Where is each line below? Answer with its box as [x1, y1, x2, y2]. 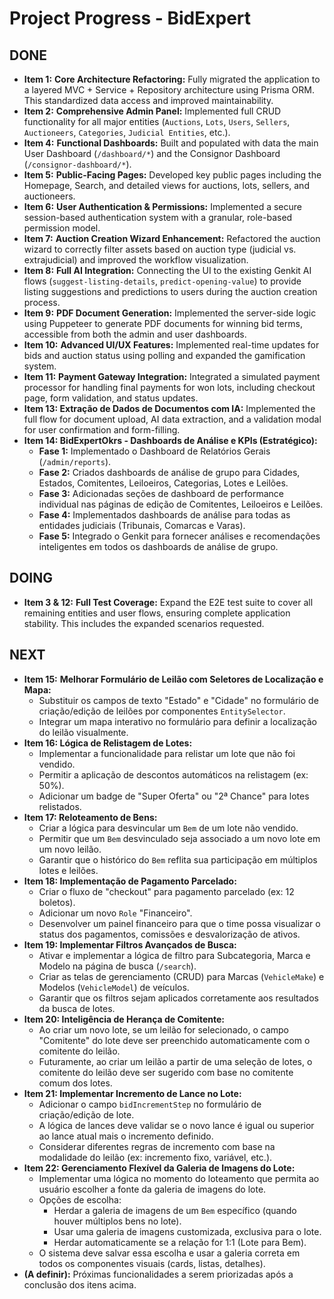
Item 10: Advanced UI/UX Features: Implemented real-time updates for [23, 339, 320, 351]
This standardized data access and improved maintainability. [23, 95, 274, 106]
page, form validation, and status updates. [23, 392, 199, 404]
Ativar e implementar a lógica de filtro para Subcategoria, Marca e [38, 949, 311, 961]
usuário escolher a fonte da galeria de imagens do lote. [38, 1183, 267, 1195]
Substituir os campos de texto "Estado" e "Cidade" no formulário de [38, 694, 319, 706]
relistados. [38, 800, 82, 812]
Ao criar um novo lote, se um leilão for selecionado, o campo [38, 1023, 289, 1036]
